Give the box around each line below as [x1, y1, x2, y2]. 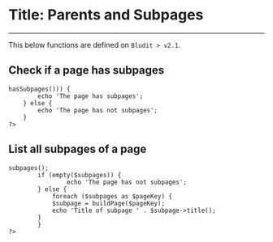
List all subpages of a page [8, 142, 147, 156]
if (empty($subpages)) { [37, 171, 122, 179]
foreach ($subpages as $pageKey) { [51, 192, 173, 200]
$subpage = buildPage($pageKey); [51, 199, 165, 207]
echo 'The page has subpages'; [37, 91, 144, 100]
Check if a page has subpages [8, 63, 165, 78]
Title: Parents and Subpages [8, 6, 204, 24]
